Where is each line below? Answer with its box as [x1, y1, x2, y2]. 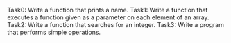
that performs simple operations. [7, 28, 101, 36]
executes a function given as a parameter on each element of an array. [7, 13, 209, 21]
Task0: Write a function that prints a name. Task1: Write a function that [7, 6, 208, 14]
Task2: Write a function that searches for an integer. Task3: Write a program [7, 21, 224, 28]
